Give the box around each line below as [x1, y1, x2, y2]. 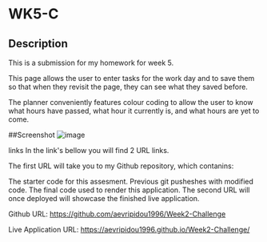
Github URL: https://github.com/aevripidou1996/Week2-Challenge [8, 209, 226, 219]
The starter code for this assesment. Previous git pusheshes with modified [8, 177, 254, 186]
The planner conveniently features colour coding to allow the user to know [8, 98, 253, 107]
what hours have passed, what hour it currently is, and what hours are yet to [8, 106, 260, 115]
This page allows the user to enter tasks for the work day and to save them [8, 74, 255, 83]
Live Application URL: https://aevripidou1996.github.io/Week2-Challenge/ [8, 225, 250, 234]
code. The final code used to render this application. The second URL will [8, 185, 250, 195]
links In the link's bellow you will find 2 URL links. [8, 146, 169, 155]
